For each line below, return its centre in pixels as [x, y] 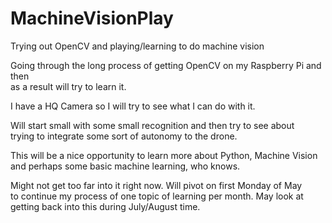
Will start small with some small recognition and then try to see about [152, 125]
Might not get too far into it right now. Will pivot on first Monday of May [156, 185]
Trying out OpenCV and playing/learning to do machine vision [137, 46]
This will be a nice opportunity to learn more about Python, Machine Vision [164, 155]
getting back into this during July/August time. [105, 206]
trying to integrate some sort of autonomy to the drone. [124, 136]
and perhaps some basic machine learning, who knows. [125, 166]
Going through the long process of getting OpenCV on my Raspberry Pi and [166, 65]
